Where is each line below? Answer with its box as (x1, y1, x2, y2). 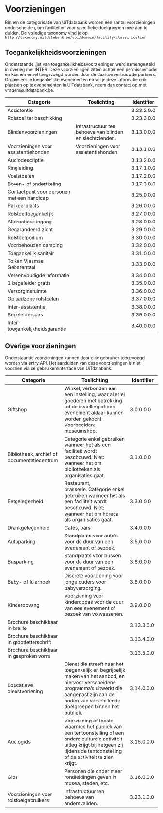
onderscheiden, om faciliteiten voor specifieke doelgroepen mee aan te (5, 24, 148, 30)
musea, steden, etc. (64, 780, 109, 787)
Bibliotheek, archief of (7, 450, 58, 457)
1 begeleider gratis (7, 279, 51, 286)
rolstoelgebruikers (7, 797, 49, 804)
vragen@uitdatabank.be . (5, 87, 54, 93)
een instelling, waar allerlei (64, 391, 125, 398)
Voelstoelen (7, 172, 35, 179)
